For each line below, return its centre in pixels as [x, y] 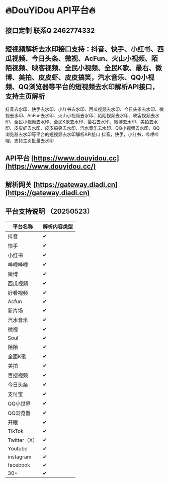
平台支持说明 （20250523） [50, 211]
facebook [19, 465]
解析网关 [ [21, 185]
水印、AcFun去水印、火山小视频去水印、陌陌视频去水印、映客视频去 [84, 116]
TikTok [16, 431]
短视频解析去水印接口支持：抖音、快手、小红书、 [81, 49]
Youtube [18, 448]
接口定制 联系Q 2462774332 [50, 30]
